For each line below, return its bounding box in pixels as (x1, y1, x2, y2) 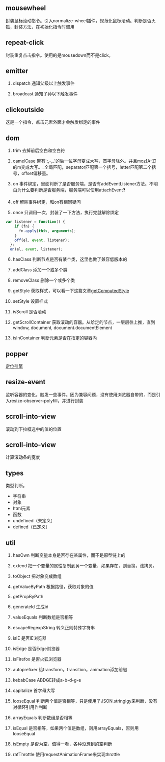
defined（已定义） (12, 524, 51, 530)
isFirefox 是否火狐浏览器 (12, 656, 62, 662)
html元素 (12, 506, 31, 511)
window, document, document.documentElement (12, 325, 112, 331)
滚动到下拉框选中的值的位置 (5, 426, 62, 432)
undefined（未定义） (12, 518, 55, 524)
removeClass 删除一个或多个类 (12, 277, 75, 283)
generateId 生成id (12, 604, 49, 610)
